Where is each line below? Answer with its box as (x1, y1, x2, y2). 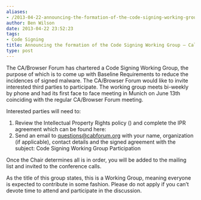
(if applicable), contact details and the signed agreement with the (14, 138, 176, 146)
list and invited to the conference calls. (6, 162, 102, 169)
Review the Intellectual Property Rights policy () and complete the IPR (14, 119, 186, 126)
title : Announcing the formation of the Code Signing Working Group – (6, 43, 186, 49)
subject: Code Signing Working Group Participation (14, 144, 141, 151)
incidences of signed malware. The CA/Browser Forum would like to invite (6, 77, 188, 84)
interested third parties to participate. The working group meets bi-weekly (6, 83, 189, 90)
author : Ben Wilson (6, 20, 55, 26)
